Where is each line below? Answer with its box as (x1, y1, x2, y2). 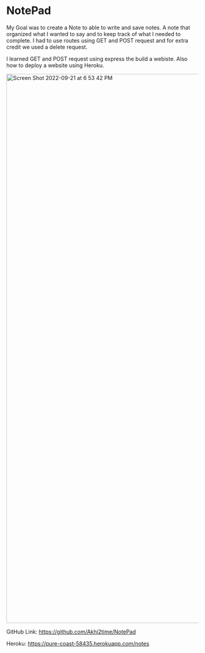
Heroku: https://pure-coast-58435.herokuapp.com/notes (6, 640, 149, 647)
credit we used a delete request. (6, 43, 88, 51)
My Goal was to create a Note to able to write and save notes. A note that (6, 24, 190, 31)
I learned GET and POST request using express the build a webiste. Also (6, 55, 188, 62)
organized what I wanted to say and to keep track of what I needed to (6, 30, 181, 37)
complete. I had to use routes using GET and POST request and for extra (6, 37, 189, 44)
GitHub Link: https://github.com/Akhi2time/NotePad (6, 628, 136, 635)
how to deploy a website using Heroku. (6, 62, 105, 69)
